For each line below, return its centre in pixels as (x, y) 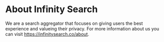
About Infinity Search (51, 9)
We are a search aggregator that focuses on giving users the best (74, 23)
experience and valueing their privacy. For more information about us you (82, 28)
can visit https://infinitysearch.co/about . (47, 34)
